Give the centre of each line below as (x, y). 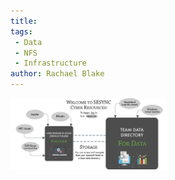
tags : (21, 31)
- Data (28, 42)
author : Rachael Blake (57, 74)
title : (24, 21)
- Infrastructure (50, 63)
